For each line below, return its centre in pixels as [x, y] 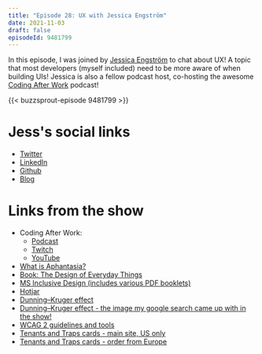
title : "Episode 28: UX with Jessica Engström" [88, 15]
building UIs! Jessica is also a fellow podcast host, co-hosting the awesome [131, 76]
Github [30, 171]
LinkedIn [33, 162]
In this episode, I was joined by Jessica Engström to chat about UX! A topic [130, 60]
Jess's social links [69, 132]
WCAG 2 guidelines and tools [67, 325]
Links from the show [76, 211]
